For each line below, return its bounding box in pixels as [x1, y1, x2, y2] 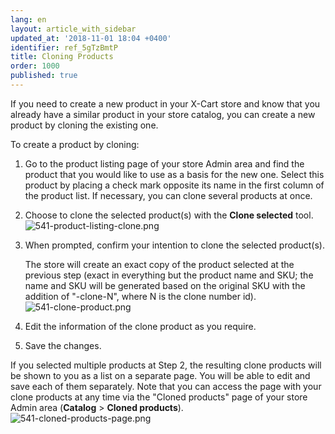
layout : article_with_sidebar [10, 24, 137, 34]
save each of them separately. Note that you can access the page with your [10, 380, 322, 392]
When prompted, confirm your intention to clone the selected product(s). [24, 239, 325, 251]
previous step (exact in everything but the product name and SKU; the [24, 269, 314, 281]
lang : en [10, 14, 47, 25]
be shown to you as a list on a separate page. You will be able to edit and [10, 369, 311, 381]
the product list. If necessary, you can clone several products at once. [24, 189, 313, 201]
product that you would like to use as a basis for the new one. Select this [24, 168, 325, 180]
